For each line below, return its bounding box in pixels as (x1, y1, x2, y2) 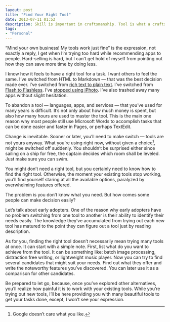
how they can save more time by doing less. (5, 61, 97, 67)
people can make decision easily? (5, 197, 76, 203)
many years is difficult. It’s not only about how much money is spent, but (5, 107, 156, 113)
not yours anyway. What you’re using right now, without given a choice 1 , (5, 139, 156, 146)
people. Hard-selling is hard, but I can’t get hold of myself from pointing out (5, 56, 163, 61)
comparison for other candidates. (5, 270, 75, 276)
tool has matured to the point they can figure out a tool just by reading (5, 223, 151, 229)
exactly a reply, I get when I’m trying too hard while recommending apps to (5, 50, 161, 56)
